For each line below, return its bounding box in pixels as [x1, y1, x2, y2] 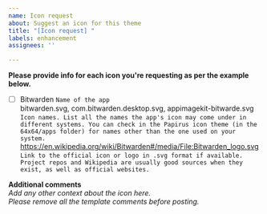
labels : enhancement [8, 34, 78, 42]
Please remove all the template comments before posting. [8, 197, 200, 207]
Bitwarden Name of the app [19, 95, 110, 104]
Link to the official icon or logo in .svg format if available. [19, 151, 243, 160]
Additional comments [8, 180, 82, 189]
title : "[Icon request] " [8, 26, 95, 34]
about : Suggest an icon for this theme [8, 19, 142, 27]
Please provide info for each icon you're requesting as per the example [8, 71, 249, 80]
